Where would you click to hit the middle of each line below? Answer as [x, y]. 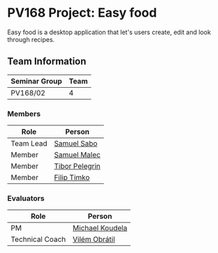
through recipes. [31, 39]
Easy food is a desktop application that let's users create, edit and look [109, 32]
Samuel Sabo [76, 144]
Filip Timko [72, 178]
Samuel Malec [78, 155]
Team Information [47, 62]
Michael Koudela [100, 228]
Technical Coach [38, 240]
